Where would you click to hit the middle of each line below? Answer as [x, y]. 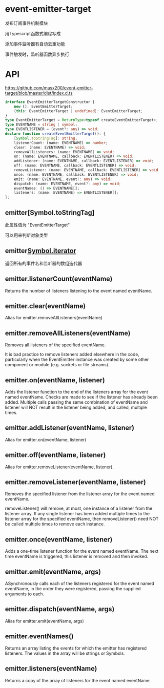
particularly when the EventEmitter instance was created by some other [77, 359]
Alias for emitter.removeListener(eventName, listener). [59, 467]
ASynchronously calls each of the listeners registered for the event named [80, 584]
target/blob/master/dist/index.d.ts [39, 93]
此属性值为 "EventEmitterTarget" [37, 225]
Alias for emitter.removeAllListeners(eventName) [54, 318]
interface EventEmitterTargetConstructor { [50, 102]
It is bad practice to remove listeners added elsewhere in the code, [72, 354]
